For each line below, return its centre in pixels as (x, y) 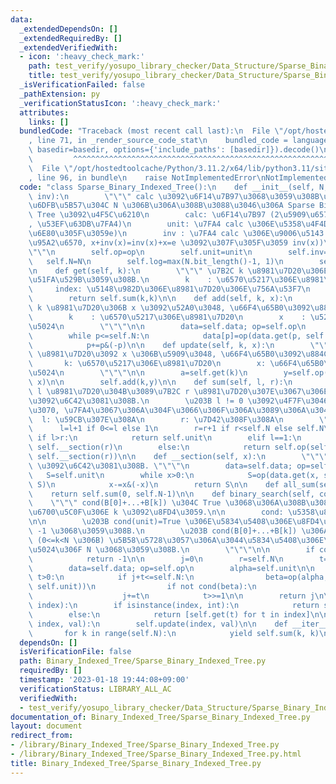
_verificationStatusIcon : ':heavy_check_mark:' (120, 103)
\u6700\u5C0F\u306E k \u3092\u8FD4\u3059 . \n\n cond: (156, 512)
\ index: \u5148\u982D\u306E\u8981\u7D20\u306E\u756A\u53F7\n (169, 289)
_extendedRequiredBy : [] (71, 38)
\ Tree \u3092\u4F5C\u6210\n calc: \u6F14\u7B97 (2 (154, 215)
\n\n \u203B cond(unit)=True (105, 522)
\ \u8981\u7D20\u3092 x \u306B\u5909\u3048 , (122, 354)
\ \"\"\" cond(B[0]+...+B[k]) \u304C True (125, 503)
